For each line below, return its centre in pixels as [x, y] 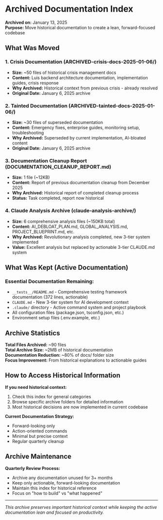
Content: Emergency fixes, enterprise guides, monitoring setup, [76, 127]
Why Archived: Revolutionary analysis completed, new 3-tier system [81, 237]
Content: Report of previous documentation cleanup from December [81, 183]
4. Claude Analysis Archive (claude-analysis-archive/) [71, 211]
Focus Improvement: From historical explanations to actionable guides [76, 360]
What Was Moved [32, 48]
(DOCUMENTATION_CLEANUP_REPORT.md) [58, 167]
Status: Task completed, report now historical [58, 198]
